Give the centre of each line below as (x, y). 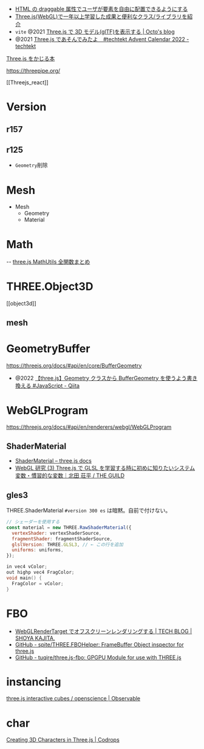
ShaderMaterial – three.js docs (53, 461)
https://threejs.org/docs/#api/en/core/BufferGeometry (74, 365)
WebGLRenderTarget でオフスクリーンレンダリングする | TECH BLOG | (104, 631)
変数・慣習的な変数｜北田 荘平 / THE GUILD (70, 475)
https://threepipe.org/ (33, 71)
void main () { (24, 578)
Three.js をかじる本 (31, 59)
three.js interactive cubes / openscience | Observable (73, 699)
